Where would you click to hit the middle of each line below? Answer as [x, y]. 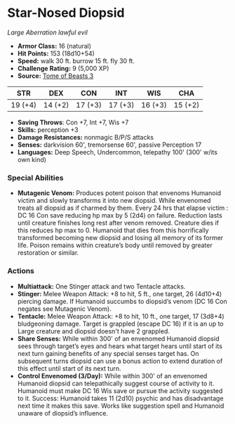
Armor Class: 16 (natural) [54, 46]
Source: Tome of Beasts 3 [55, 76]
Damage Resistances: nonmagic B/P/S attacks [86, 137]
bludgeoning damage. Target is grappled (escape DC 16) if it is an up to [120, 324]
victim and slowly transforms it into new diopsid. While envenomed [114, 201]
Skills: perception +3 [48, 130]
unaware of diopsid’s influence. [63, 413]
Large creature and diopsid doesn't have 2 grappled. [93, 331]
